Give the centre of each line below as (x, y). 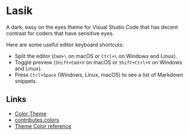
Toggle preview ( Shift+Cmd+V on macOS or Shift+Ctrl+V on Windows (98, 62)
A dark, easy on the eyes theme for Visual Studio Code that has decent (92, 27)
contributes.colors (37, 120)
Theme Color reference (43, 126)
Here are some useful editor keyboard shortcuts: (65, 45)
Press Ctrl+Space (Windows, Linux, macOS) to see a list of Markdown (99, 75)
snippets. (26, 81)
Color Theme (31, 113)
